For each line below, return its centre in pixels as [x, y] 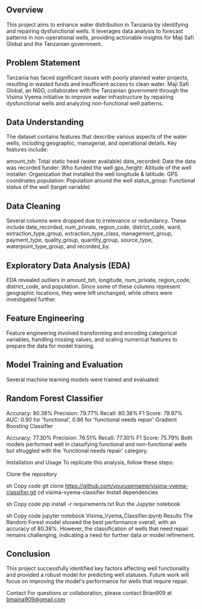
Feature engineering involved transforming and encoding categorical [92, 333]
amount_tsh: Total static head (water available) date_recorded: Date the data [101, 161]
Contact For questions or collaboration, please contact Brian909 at [89, 593]
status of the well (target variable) [48, 187]
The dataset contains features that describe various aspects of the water [97, 137]
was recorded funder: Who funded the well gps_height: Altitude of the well [99, 168]
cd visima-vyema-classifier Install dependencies [98, 492]
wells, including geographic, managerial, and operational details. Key [92, 143]
